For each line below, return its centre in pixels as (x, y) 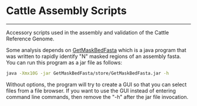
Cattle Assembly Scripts (67, 11)
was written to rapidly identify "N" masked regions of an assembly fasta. (94, 56)
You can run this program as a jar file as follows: (64, 62)
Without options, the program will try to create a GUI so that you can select (96, 84)
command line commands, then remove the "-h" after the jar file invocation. (97, 97)
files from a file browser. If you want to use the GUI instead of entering (91, 90)
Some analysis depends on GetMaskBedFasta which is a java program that (96, 50)
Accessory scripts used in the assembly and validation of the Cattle (87, 32)
